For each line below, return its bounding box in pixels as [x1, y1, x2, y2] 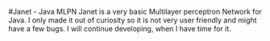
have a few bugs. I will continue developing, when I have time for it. [8, 24, 231, 33]
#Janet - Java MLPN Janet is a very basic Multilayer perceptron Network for [8, 7, 262, 16]
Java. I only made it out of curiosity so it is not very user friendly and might [8, 15, 257, 25]
